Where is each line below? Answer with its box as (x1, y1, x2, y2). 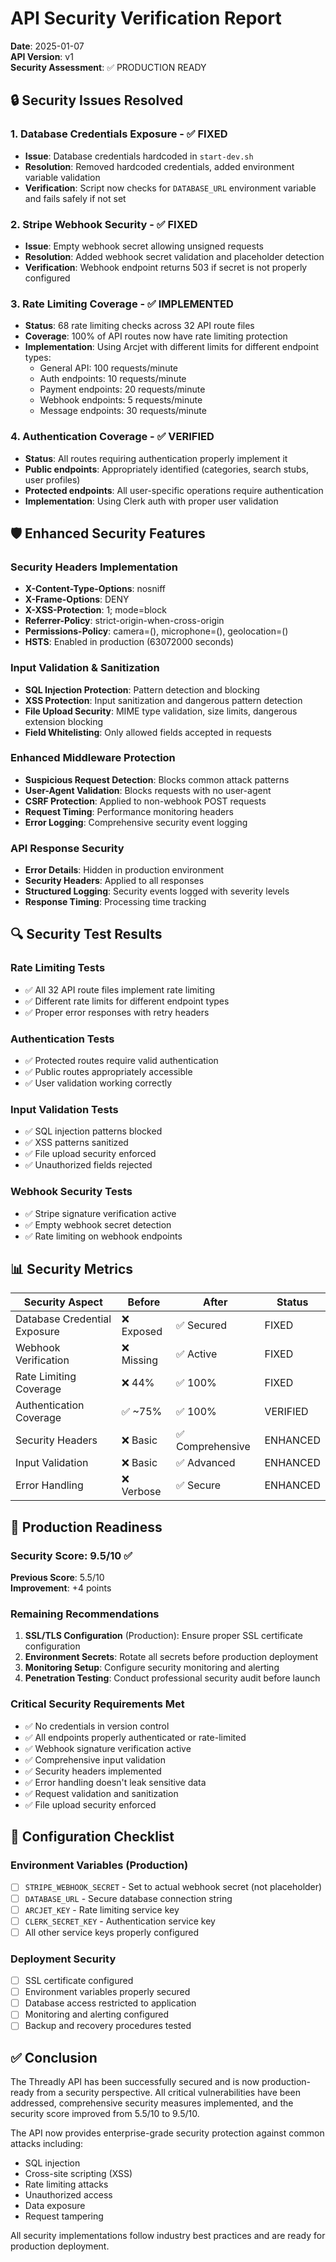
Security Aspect (23, 1295, 103, 1309)
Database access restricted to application (24, 1997, 197, 2009)
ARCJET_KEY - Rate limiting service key (24, 1903, 180, 1916)
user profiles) (24, 473, 81, 486)
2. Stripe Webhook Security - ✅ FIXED (10, 217, 198, 231)
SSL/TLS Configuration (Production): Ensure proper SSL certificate (24, 1630, 303, 1642)
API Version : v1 (10, 50, 74, 62)
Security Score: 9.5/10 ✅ (10, 1548, 133, 1562)
